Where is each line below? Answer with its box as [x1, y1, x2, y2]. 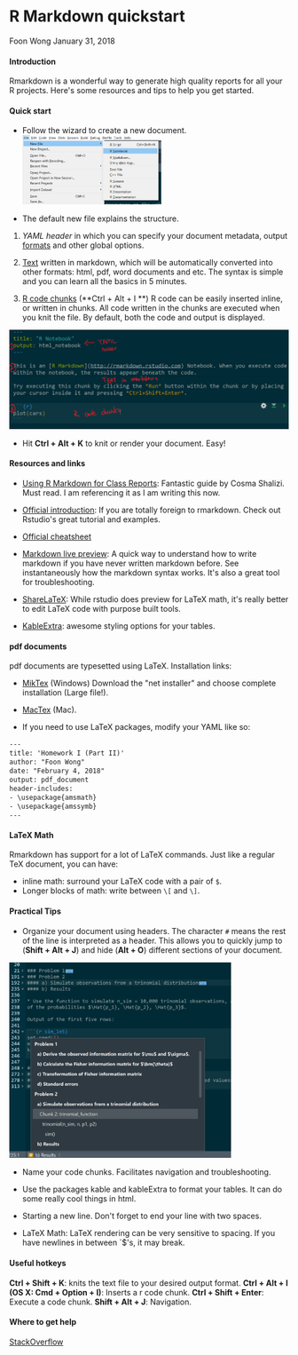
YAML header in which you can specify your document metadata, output [21, 231, 288, 242]
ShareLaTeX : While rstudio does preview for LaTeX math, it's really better [21, 593, 289, 605]
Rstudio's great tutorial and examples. [21, 513, 161, 525]
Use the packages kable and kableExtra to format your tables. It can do [21, 1184, 282, 1195]
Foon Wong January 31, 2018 [9, 36, 115, 46]
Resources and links [9, 458, 86, 469]
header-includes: [9, 784, 74, 794]
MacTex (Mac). [21, 704, 77, 716]
